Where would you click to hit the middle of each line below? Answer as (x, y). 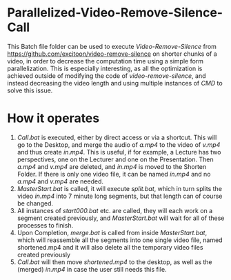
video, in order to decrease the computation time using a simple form (106, 61)
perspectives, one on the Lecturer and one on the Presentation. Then (115, 159)
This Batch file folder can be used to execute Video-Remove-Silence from (112, 46)
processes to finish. (45, 225)
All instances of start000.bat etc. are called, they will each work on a (115, 210)
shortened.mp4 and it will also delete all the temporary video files (110, 247)
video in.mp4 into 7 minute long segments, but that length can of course (120, 196)
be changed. (35, 203)
